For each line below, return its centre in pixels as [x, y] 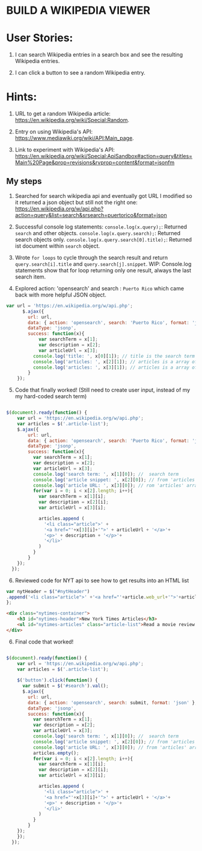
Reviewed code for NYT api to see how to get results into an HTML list [102, 580]
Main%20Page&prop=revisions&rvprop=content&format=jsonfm [95, 162]
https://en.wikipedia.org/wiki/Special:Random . [72, 120]
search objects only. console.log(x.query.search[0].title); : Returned [103, 239]
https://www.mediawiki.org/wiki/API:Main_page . [74, 138]
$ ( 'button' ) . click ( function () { [57, 680]
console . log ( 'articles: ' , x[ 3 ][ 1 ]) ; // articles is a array [111, 367]
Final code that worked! [44, 642]
